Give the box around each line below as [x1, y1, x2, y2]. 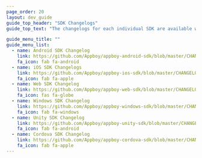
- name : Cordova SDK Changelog [11, 132, 90, 138]
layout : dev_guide [6, 14, 52, 20]
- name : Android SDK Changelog [11, 47, 90, 54]
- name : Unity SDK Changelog [11, 115, 85, 121]
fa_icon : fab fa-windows [17, 109, 79, 115]
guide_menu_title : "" [6, 37, 61, 43]
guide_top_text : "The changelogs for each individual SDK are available [6, 25, 192, 32]
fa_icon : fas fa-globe [17, 93, 74, 99]
